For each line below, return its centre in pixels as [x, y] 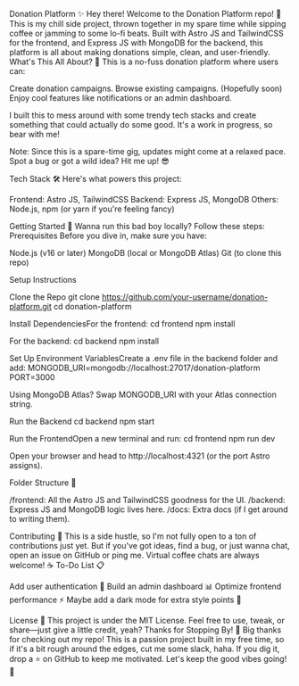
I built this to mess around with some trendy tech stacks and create [133, 115]
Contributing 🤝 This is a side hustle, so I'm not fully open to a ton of [133, 536]
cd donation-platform [92, 306]
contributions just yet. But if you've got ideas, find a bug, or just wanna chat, [149, 545]
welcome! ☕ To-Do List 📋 [57, 565]
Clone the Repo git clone [54, 297]
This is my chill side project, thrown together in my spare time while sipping [148, 24]
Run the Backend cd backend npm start [82, 421]
